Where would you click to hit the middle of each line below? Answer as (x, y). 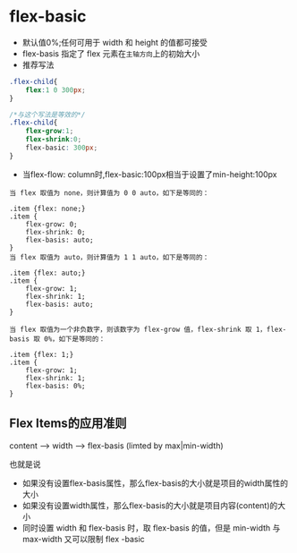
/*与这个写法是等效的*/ (47, 115)
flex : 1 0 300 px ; (56, 90)
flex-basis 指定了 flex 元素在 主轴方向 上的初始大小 (111, 53)
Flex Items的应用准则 (68, 424)
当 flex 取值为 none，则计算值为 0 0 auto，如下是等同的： (110, 193)
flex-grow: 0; (51, 224)
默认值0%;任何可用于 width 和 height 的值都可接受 (115, 42)
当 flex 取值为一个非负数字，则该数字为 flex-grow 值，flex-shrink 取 (131, 329)
